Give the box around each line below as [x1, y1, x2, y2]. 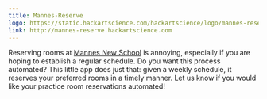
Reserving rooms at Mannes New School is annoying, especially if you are [8, 48, 250, 58]
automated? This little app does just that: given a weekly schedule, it [8, 65, 232, 74]
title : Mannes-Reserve [8, 11, 83, 20]
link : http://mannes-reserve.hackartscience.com [8, 26, 172, 34]
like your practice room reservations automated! [8, 82, 165, 91]
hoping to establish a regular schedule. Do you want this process [8, 56, 221, 66]
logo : [8, 19, 26, 27]
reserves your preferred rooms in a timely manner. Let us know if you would [8, 73, 257, 83]
